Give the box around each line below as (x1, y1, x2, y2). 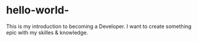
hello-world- (6, 3, 70, 17)
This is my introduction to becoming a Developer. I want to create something (6, 23, 192, 30)
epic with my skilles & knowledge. (6, 29, 88, 36)
